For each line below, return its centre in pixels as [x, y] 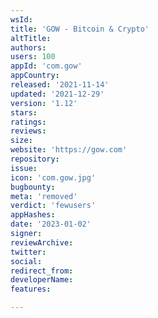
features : [31, 289]
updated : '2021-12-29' [57, 94]
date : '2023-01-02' [51, 224]
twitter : [28, 252]
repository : [35, 159]
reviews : [28, 131]
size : [21, 141]
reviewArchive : [42, 242]
